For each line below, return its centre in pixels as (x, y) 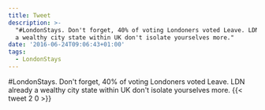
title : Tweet (30, 15)
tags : (17, 52)
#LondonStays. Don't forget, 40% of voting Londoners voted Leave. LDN (127, 81)
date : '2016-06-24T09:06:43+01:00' (67, 45)
